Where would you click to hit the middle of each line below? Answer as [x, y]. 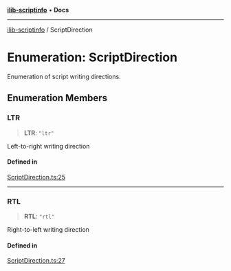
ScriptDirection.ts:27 [36, 261]
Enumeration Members [57, 98]
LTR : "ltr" [39, 133]
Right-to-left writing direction [48, 230]
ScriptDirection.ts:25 [36, 177]
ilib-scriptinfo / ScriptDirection [50, 30]
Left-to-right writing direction [48, 146]
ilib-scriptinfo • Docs [38, 10]
